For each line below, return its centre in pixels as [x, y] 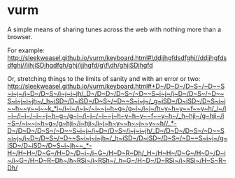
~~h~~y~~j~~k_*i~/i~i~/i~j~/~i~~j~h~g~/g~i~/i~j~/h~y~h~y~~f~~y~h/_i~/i [117, 108]
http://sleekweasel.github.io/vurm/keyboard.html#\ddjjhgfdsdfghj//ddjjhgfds [117, 57]
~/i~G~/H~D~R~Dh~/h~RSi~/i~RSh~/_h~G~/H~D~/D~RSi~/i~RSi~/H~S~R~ [117, 160]
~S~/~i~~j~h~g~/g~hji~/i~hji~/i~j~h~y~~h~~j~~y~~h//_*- [92, 123]
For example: [26, 50]
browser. [20, 36]
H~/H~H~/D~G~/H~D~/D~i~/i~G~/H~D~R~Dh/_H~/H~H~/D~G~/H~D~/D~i [116, 153]
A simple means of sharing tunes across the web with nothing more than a [114, 29]
